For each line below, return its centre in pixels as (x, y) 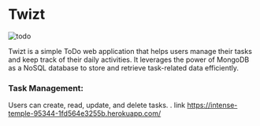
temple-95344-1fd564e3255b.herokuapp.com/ (85, 113)
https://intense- (212, 105)
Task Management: (46, 88)
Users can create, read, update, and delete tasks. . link (97, 105)
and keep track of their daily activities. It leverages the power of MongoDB (129, 59)
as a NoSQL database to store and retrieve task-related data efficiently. (123, 67)
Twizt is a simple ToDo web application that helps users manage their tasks (130, 51)
